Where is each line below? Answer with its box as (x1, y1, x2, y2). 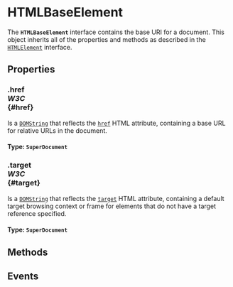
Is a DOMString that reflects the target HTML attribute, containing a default (7, 194, 225, 202)
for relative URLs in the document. (7, 126, 108, 135)
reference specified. (7, 209, 67, 217)
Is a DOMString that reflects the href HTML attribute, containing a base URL (7, 119, 226, 127)
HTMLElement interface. (7, 43, 72, 51)
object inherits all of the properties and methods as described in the (7, 35, 206, 43)
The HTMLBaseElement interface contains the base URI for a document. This (7, 28, 225, 36)
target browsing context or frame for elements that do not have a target (7, 202, 217, 210)
